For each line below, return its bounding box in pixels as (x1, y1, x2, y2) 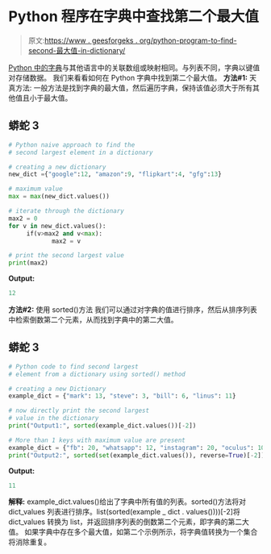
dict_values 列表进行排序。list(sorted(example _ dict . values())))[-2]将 (8, 507, 240, 517)
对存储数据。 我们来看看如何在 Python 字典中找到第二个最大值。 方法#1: (8, 73, 248, 82)
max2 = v (51, 237, 81, 245)
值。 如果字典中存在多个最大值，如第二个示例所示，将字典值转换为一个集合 (8, 527, 258, 537)
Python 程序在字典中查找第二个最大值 (8, 7, 260, 26)
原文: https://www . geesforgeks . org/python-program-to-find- (27, 35, 237, 45)
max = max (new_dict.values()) (8, 193, 110, 201)
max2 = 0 (8, 215, 38, 223)
